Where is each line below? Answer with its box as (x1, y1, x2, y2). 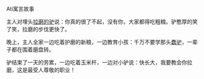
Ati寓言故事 (6, 5, 35, 12)
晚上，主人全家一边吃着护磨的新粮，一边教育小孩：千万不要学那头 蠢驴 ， (6, 39, 187, 45)
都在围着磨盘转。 (11, 46, 55, 53)
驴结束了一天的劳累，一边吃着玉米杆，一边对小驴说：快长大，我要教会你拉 (6, 59, 192, 66)
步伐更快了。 (38, 26, 70, 33)
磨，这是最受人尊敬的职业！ (6, 66, 76, 74)
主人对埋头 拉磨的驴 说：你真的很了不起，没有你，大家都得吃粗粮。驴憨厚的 (6, 18, 192, 25)
